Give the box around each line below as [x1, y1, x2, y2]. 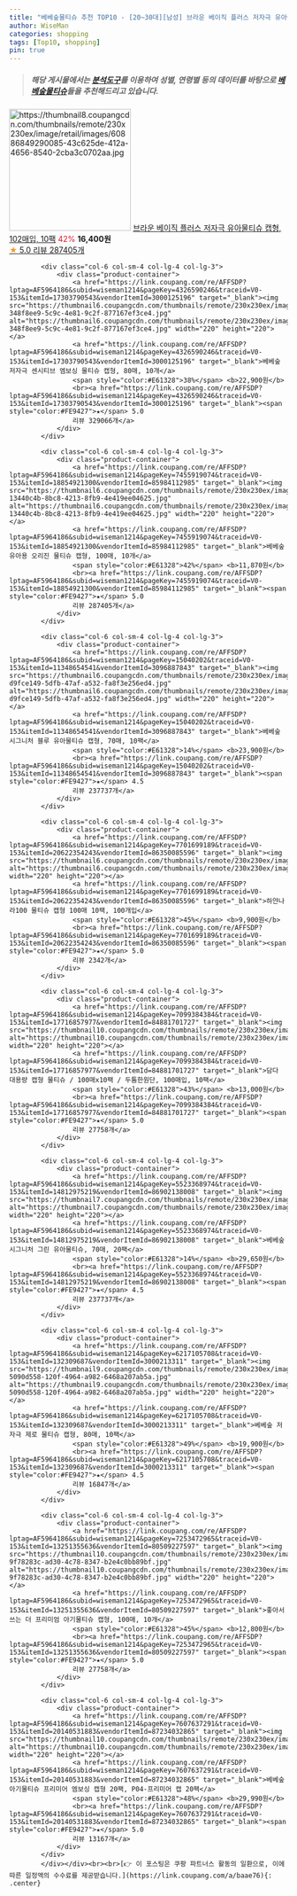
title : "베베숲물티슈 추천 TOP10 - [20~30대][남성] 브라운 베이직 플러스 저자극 [9, 12, 271, 22]
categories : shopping [9, 29, 89, 38]
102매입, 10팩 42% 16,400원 [9, 234, 112, 245]
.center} [9, 1879, 42, 1888]
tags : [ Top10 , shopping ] [9, 37, 101, 47]
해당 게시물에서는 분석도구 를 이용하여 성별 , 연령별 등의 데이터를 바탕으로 [30, 74, 277, 85]
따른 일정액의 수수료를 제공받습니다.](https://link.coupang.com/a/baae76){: [9, 1871, 272, 1880]
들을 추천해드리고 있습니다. [66, 85, 159, 96]
